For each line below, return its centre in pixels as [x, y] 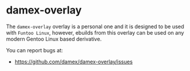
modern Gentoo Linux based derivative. [54, 39]
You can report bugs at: [35, 50]
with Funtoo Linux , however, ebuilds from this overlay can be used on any [95, 32]
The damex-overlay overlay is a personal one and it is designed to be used [95, 26]
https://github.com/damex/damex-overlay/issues [74, 62]
